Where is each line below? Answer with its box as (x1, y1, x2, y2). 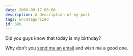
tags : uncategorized (5, 17, 49, 22)
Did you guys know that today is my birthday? (5, 35, 101, 41)
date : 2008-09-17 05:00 (5, 7, 56, 13)
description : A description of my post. (5, 12, 93, 17)
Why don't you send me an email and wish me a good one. (5, 45, 128, 51)
